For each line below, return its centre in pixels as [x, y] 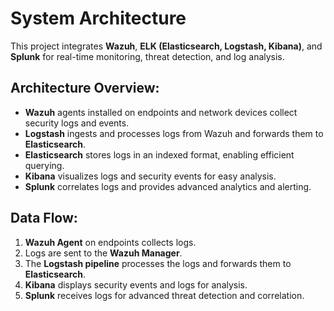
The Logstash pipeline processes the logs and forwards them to [158, 263]
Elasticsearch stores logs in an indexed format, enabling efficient [159, 154]
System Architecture [98, 18]
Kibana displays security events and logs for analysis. [136, 284]
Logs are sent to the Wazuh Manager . [103, 253]
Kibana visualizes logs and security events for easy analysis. [150, 176]
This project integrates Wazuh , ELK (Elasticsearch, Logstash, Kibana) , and [166, 46]
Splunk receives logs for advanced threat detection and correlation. [164, 295]
